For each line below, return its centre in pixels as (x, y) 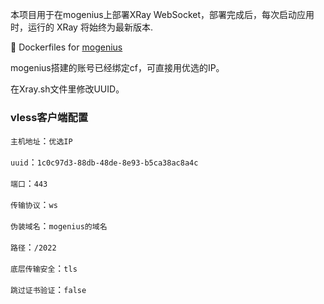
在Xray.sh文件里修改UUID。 (67, 89)
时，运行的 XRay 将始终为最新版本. (81, 27)
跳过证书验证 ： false (48, 290)
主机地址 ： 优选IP (41, 141)
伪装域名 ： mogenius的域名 (59, 226)
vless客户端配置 (49, 117)
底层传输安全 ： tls (44, 269)
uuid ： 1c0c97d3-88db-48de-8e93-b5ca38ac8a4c (104, 162)
